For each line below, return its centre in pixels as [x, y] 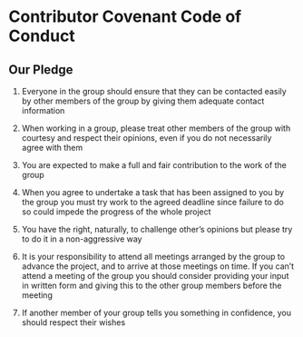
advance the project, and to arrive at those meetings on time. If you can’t [157, 266]
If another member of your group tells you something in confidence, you [156, 312]
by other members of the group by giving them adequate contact [143, 101]
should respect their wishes [73, 322]
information [43, 110]
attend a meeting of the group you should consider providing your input [155, 276]
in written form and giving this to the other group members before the [151, 285]
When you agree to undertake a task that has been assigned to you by [153, 192]
